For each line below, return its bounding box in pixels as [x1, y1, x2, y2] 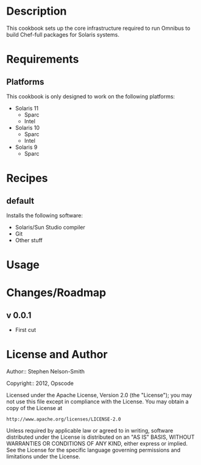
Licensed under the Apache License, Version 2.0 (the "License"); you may [6, 392, 192, 399]
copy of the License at [6, 405, 63, 412]
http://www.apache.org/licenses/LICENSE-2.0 [6, 416, 121, 422]
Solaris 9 [15, 143, 38, 151]
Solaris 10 [15, 124, 40, 131]
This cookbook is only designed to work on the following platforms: [6, 93, 175, 100]
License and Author [6, 348, 108, 361]
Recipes [6, 171, 48, 186]
